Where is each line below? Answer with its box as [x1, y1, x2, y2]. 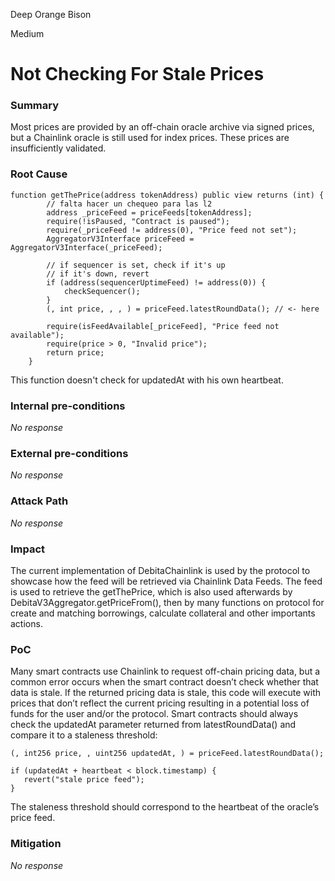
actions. [10, 617, 43, 629]
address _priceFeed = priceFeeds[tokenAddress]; [46, 207, 253, 218]
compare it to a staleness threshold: [10, 729, 158, 741]
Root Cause [10, 167, 68, 181]
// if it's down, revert [46, 269, 150, 279]
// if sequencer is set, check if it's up [46, 260, 226, 270]
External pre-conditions [10, 447, 129, 460]
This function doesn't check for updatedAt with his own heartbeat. [10, 374, 284, 386]
